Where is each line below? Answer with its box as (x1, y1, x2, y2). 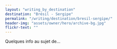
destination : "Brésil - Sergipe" (5, 12, 73, 16)
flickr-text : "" (5, 25, 38, 30)
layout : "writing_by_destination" (5, 7, 76, 12)
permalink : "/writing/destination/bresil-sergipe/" (5, 16, 113, 21)
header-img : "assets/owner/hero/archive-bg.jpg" (5, 20, 106, 26)
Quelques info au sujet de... (5, 38, 61, 44)
